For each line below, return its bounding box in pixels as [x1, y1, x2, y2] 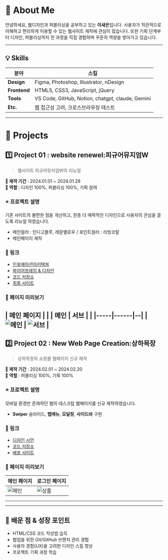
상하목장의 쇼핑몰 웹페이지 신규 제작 [17, 356, 87, 362]
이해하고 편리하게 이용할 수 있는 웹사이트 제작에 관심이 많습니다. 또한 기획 [5, 28, 148, 34]
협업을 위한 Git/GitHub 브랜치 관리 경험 [12, 537, 89, 543]
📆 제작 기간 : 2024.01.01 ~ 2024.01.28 [5, 178, 81, 184]
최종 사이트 [12, 280, 34, 286]
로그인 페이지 [36, 478, 66, 485]
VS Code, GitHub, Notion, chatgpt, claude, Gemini [34, 95, 151, 102]
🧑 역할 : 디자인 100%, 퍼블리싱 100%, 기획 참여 [5, 184, 97, 190]
